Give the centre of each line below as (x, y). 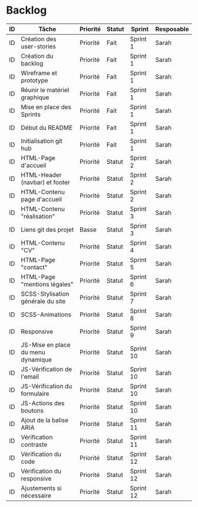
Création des (39, 39)
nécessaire (36, 495)
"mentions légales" (47, 284)
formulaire (35, 394)
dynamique (36, 359)
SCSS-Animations (46, 314)
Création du (37, 56)
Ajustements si (41, 488)
